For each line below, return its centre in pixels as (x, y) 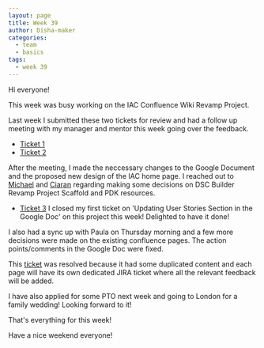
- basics (30, 52)
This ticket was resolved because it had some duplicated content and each (130, 264)
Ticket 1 (32, 144)
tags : (17, 60)
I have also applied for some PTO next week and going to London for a (123, 296)
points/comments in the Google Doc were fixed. (86, 248)
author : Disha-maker (42, 30)
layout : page (30, 15)
